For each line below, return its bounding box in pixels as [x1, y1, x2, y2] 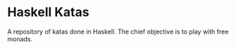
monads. [7, 34, 33, 43]
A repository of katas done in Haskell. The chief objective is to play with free [7, 27, 229, 36]
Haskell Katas [7, 4, 89, 20]
